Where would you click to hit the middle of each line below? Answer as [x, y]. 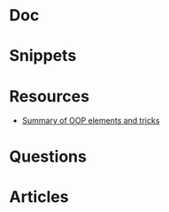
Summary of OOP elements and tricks [91, 121]
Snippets [43, 56]
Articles [39, 197]
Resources [50, 96]
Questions [48, 156]
